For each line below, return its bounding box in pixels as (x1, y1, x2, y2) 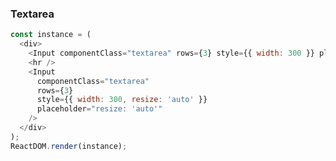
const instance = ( (10, 30, 92, 40)
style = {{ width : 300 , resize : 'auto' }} (36, 95, 208, 105)
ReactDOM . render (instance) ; (10, 141, 128, 151)
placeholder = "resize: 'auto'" (36, 104, 163, 114)
